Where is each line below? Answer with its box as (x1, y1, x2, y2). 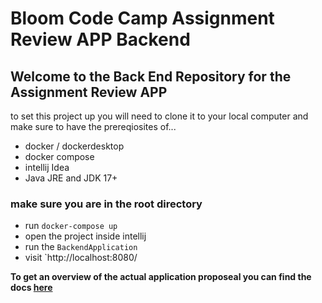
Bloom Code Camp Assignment (10, 7, 275, 30)
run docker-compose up (24, 220, 118, 232)
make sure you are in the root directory (10, 197, 203, 211)
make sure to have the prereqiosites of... (10, 121, 177, 132)
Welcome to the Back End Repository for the (10, 68, 292, 85)
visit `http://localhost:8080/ (24, 252, 138, 264)
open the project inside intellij (24, 230, 147, 242)
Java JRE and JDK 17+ (24, 172, 118, 184)
